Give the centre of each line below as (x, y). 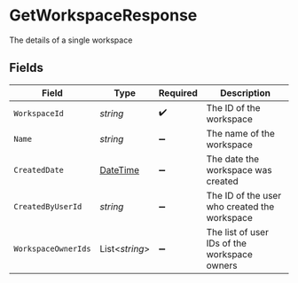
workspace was (239, 169)
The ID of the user (244, 195)
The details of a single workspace (71, 40)
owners (222, 265)
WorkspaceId (39, 113)
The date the (233, 159)
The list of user (237, 232)
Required (178, 92)
